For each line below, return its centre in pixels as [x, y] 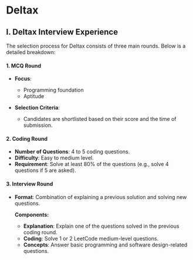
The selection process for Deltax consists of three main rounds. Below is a [96, 46]
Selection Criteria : [37, 108]
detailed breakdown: [31, 52]
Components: [32, 214]
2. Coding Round [27, 139]
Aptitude [34, 96]
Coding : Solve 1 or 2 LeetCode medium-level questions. [91, 238]
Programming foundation [53, 90]
